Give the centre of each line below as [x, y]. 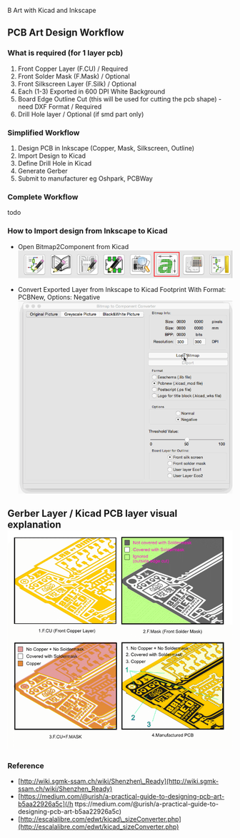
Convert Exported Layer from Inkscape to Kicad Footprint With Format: [122, 290]
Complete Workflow [43, 197]
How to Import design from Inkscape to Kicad [87, 231]
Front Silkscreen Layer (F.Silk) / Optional [77, 84]
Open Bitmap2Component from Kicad [73, 246]
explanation [34, 525]
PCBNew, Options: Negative [59, 297]
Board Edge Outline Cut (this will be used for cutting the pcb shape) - [120, 99]
